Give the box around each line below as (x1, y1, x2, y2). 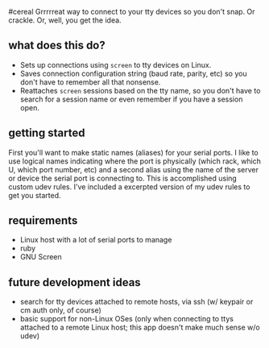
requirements (8, 213, 78, 228)
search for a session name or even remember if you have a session (19, 94, 243, 104)
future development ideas (8, 275, 141, 289)
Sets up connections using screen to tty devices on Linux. (19, 60, 212, 69)
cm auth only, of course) (19, 305, 102, 315)
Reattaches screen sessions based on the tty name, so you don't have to (19, 85, 261, 95)
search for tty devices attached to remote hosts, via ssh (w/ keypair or (19, 297, 254, 307)
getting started (8, 126, 85, 140)
